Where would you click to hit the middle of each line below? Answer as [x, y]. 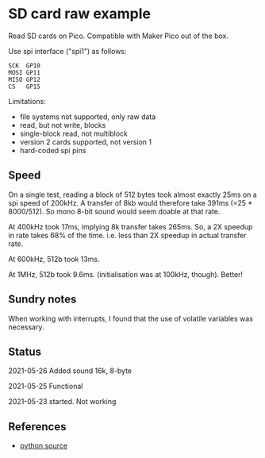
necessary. [27, 327]
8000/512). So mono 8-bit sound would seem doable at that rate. [114, 211]
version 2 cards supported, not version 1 [86, 142]
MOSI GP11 [25, 72]
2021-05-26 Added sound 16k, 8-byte [70, 371]
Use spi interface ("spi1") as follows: [67, 51]
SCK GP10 [25, 65]
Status [25, 351]
